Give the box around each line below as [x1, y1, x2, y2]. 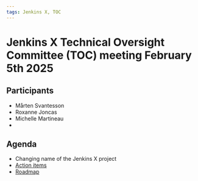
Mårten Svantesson [15, 102, 65, 109]
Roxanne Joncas [15, 108, 57, 116]
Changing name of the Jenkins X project [15, 155, 117, 163]
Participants [6, 86, 54, 96]
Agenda [6, 139, 37, 150]
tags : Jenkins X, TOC [6, 9, 62, 15]
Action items [15, 161, 47, 169]
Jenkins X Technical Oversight [6, 35, 165, 49]
